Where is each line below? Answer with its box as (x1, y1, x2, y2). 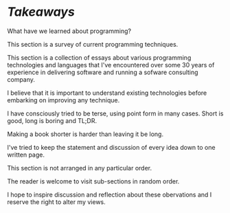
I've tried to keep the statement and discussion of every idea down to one (7, 143, 216, 151)
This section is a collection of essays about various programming (7, 53, 192, 62)
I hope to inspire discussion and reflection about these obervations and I (7, 190, 212, 199)
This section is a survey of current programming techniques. (7, 40, 179, 48)
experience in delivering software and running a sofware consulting (7, 68, 198, 76)
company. (7, 75, 36, 83)
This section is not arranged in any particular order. (7, 164, 152, 172)
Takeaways (7, 4, 76, 20)
